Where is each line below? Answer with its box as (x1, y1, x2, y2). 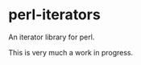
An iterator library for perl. (8, 32, 95, 42)
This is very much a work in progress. (8, 47, 134, 57)
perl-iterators (8, 6, 101, 24)
